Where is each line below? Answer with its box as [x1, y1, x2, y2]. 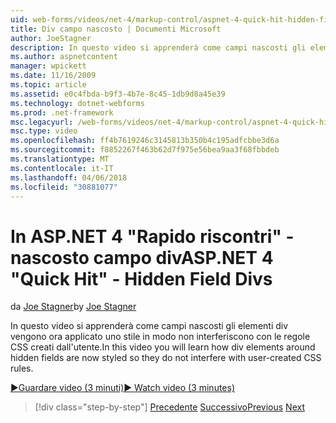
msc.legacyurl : [10, 117, 74, 127]
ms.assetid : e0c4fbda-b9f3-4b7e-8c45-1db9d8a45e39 [10, 89, 226, 99]
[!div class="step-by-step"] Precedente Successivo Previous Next [34, 401, 305, 413]
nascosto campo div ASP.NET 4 [10, 246, 274, 269]
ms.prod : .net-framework [10, 107, 114, 118]
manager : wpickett [10, 61, 87, 71]
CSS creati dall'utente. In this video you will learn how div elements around [10, 341, 316, 353]
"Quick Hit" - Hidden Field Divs [10, 267, 273, 290]
